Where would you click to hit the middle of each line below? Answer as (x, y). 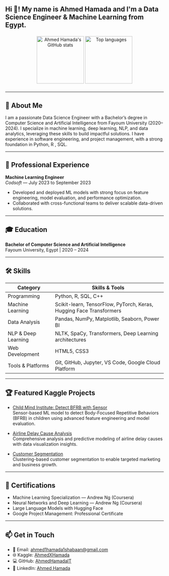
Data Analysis (24, 322)
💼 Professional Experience (47, 165)
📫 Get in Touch (30, 535)
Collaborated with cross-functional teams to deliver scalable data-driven (88, 203)
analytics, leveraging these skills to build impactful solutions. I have (75, 134)
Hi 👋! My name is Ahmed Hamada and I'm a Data (82, 9)
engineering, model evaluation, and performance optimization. (77, 198)
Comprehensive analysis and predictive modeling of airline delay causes (88, 439)
